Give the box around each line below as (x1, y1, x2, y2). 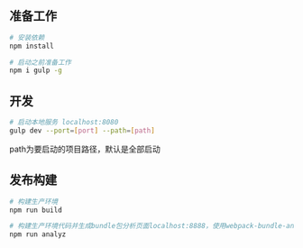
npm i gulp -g (9, 66, 63, 75)
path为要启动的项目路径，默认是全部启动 (9, 143, 161, 154)
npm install (9, 41, 54, 51)
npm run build (9, 206, 63, 215)
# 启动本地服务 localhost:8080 (9, 118, 119, 127)
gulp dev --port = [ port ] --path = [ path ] (9, 126, 155, 135)
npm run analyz (9, 230, 67, 239)
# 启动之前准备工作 (9, 58, 72, 67)
